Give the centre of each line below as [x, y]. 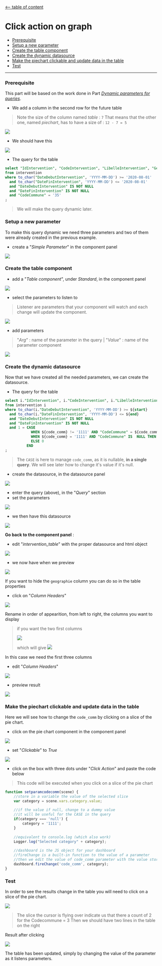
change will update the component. [52, 312]
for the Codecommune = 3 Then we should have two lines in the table [86, 920]
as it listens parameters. [29, 958]
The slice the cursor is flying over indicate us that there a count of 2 [84, 915]
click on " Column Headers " [39, 595]
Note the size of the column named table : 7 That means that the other [87, 117]
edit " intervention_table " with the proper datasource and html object [80, 544]
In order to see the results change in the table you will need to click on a [76, 891]
